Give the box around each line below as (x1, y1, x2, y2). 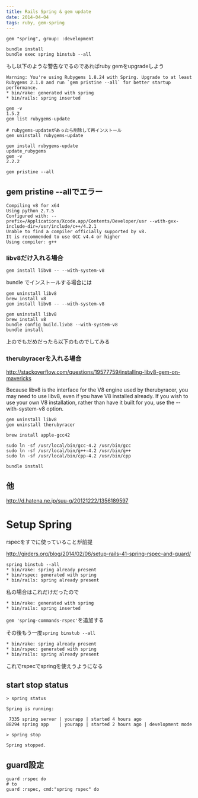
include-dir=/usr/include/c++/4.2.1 (6, 224, 97, 230)
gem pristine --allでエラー (6, 186, 103, 196)
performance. (6, 85, 39, 91)
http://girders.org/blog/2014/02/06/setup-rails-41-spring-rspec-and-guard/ (6, 550, 191, 557)
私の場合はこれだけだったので (6, 588, 79, 595)
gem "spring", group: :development (6, 36, 94, 42)
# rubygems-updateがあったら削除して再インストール (6, 128, 122, 133)
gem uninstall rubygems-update (6, 133, 84, 139)
